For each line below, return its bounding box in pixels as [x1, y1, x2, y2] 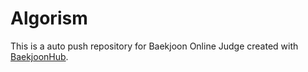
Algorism [10, 7, 88, 30]
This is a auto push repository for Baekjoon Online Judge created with [10, 40, 299, 52]
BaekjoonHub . [10, 50, 69, 62]
